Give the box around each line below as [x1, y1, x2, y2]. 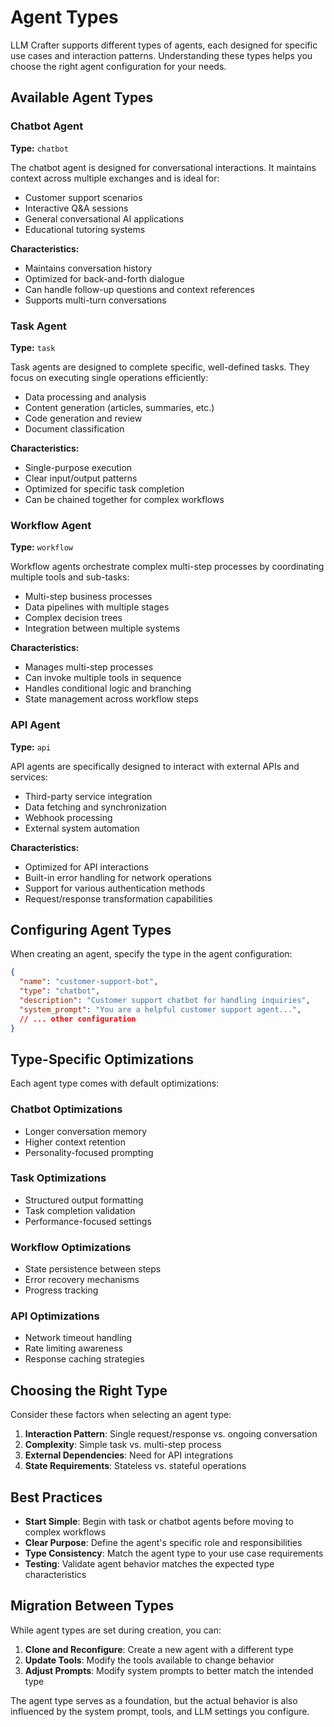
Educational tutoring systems [24, 223, 146, 235]
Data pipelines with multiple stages [24, 601, 170, 613]
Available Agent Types [10, 89, 154, 106]
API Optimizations [10, 1309, 100, 1323]
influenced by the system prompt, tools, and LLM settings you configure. [10, 1705, 310, 1717]
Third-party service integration [24, 790, 153, 802]
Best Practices [10, 1489, 103, 1506]
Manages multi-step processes [24, 661, 154, 673]
